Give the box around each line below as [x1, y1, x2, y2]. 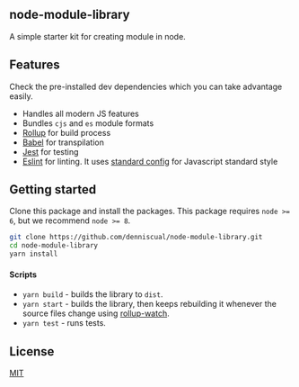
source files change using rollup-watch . [22, 308, 170, 319]
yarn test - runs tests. [22, 318, 106, 328]
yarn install [9, 249, 58, 259]
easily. [9, 90, 33, 102]
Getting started [9, 182, 97, 197]
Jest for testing [22, 146, 79, 157]
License [9, 344, 55, 359]
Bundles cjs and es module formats [22, 117, 154, 129]
